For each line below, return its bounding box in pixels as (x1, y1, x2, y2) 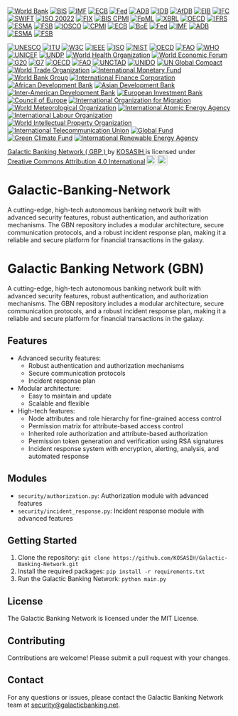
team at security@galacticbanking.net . (7, 700, 121, 709)
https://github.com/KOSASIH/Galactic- (112, 555, 228, 562)
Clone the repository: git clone (17, 553, 110, 562)
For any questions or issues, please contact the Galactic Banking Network (7, 693, 224, 701)
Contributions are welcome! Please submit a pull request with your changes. (7, 653, 231, 662)
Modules (7, 472, 48, 484)
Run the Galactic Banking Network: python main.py (17, 575, 167, 583)
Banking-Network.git (17, 561, 79, 568)
